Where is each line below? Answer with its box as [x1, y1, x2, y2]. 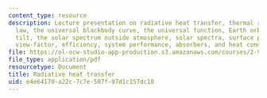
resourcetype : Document [8, 63, 87, 71]
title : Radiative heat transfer [8, 70, 115, 78]
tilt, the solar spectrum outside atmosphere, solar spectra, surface [15, 33, 254, 42]
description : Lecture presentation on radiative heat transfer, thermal [8, 19, 254, 27]
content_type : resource [8, 11, 87, 20]
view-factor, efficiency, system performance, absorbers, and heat [15, 41, 244, 49]
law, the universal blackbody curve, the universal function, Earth [15, 26, 247, 34]
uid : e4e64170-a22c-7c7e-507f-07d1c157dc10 [8, 77, 155, 85]
